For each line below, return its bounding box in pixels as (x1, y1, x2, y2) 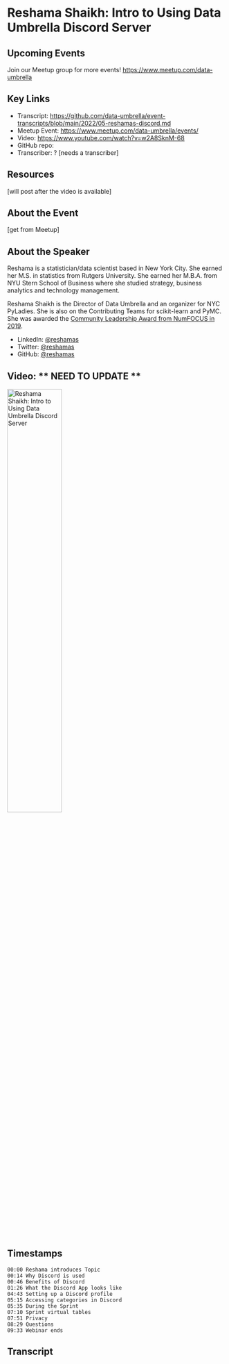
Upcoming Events (7, 47, 85, 59)
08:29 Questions (7, 1321, 54, 1328)
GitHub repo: (17, 141, 54, 149)
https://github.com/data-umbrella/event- (49, 111, 166, 119)
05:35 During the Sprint (7, 1302, 79, 1310)
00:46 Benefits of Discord (7, 1278, 85, 1286)
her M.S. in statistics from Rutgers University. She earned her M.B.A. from (7, 272, 218, 280)
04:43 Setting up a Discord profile (7, 1290, 113, 1297)
